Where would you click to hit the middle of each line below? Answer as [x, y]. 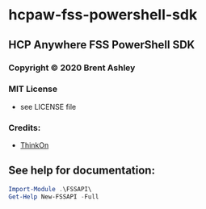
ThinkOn [34, 145]
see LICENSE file [48, 107]
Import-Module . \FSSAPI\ [50, 189]
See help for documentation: [82, 171]
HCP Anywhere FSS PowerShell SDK [102, 45]
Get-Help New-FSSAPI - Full [54, 196]
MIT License [33, 89]
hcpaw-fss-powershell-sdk [103, 15]
